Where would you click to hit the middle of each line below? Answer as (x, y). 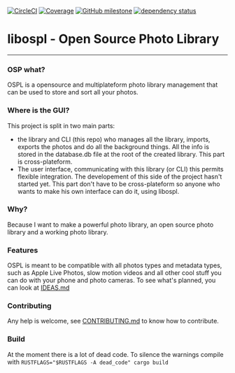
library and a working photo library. (58, 232)
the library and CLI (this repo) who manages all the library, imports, (114, 139)
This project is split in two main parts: (61, 125)
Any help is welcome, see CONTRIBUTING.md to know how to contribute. (113, 321)
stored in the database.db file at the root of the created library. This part (121, 154)
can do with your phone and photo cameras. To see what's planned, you (112, 281)
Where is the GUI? (38, 111)
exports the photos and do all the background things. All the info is (113, 146)
